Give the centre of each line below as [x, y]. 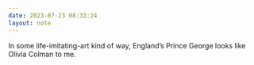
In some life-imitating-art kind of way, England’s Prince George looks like [127, 45]
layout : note [30, 23]
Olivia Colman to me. [42, 54]
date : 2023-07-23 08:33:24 [53, 15]
